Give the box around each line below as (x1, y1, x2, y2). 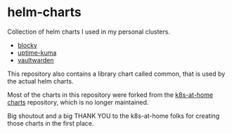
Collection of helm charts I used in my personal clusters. (7, 27, 171, 36)
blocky (17, 41, 37, 49)
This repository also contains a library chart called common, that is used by (7, 69, 226, 78)
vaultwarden (17, 55, 54, 64)
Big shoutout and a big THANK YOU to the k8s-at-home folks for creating (7, 112, 220, 120)
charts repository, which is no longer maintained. (7, 98, 149, 106)
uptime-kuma (17, 48, 57, 57)
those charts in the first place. (7, 119, 94, 127)
